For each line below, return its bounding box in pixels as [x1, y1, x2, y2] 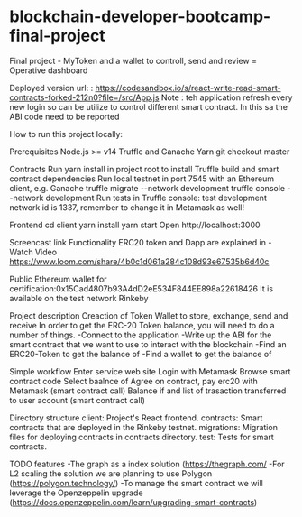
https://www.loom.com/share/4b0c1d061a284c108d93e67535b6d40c [9, 255, 270, 267]
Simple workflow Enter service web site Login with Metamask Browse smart [9, 365, 291, 376]
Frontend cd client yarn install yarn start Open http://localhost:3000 [9, 219, 261, 230]
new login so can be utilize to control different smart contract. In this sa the [9, 101, 288, 112]
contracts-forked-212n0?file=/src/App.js [9, 92, 160, 103]
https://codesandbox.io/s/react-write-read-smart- [95, 82, 281, 93]
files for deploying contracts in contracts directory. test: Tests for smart [9, 431, 275, 442]
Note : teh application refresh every [160, 92, 293, 103]
